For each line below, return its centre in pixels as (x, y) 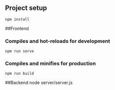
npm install (17, 19)
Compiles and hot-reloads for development (58, 41)
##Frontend (17, 28)
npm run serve (20, 51)
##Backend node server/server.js (39, 83)
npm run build (20, 74)
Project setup (26, 8)
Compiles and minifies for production (50, 64)
